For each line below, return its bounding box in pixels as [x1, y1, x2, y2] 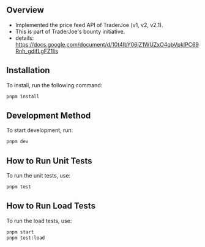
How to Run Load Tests [6, 201, 96, 211]
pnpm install [6, 93, 40, 100]
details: [15, 34, 34, 42]
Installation [6, 65, 50, 76]
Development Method [6, 110, 91, 120]
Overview [6, 5, 45, 15]
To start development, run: [6, 127, 73, 134]
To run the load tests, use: [6, 217, 72, 224]
